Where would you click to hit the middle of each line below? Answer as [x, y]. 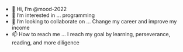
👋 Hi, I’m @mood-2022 [39, 9]
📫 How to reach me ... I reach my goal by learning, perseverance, [91, 34]
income [21, 27]
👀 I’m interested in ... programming [53, 15]
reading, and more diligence [46, 43]
